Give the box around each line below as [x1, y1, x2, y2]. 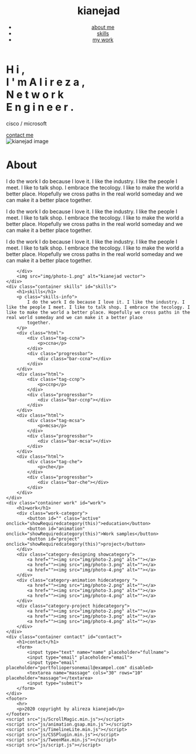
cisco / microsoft [6, 119, 47, 127]
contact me [6, 131, 34, 138]
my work [92, 36, 114, 43]
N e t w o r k [6, 88, 64, 101]
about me [91, 24, 114, 31]
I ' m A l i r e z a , [6, 75, 86, 89]
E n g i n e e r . [6, 100, 75, 114]
